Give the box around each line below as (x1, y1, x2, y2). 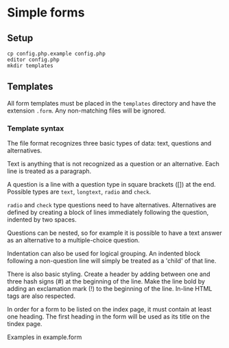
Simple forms (7, 5, 85, 21)
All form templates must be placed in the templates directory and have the (7, 99, 217, 107)
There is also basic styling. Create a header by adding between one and (7, 270, 210, 279)
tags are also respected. (7, 292, 75, 300)
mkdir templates (7, 62, 53, 69)
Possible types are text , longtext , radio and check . (7, 187, 152, 196)
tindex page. (7, 320, 43, 328)
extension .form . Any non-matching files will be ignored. (7, 106, 166, 115)
